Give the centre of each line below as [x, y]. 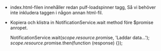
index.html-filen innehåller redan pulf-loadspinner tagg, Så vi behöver [83, 7]
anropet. [19, 28]
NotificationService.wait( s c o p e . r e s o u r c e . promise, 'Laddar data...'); [80, 38]
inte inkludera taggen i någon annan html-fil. [56, 13]
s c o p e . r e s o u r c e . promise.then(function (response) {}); [66, 43]
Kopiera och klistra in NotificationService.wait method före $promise [82, 22]
